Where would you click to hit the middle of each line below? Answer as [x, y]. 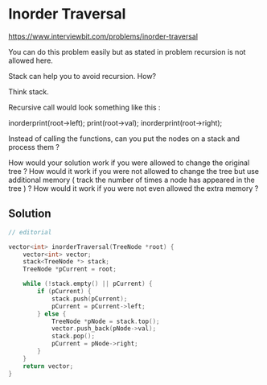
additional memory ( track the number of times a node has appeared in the [132, 180]
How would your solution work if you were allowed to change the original [129, 163]
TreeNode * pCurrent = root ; [70, 269]
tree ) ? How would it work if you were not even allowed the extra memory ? [133, 188]
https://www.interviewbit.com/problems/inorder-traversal [103, 36]
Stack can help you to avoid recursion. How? [82, 76]
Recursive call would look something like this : [84, 107]
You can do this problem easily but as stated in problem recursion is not [127, 52]
